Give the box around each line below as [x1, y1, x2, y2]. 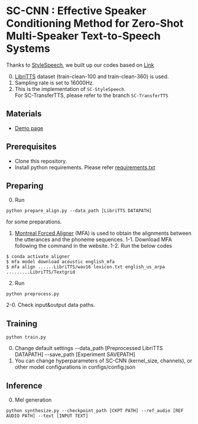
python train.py [6, 334, 46, 341]
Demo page [14, 124, 43, 131]
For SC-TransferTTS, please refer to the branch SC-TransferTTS [14, 92, 168, 99]
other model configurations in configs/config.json [14, 364, 136, 371]
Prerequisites [6, 142, 57, 152]
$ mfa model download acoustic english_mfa [6, 259, 115, 265]
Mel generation [14, 396, 52, 403]
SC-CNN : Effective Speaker [6, 4, 147, 18]
